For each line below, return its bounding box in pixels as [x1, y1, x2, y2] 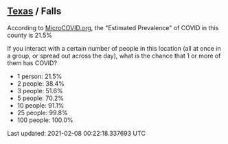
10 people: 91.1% [16, 101, 65, 109]
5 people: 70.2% [16, 94, 64, 102]
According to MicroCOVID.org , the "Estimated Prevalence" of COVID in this [7, 23, 219, 32]
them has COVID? [7, 58, 57, 67]
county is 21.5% [7, 31, 53, 39]
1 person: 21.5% [16, 72, 62, 80]
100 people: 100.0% [16, 116, 73, 124]
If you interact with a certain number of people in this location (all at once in [7, 44, 221, 52]
